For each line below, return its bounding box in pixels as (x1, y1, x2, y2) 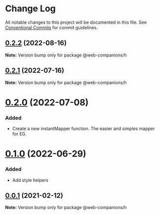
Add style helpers (12, 177, 48, 183)
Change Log (5, 3, 56, 14)
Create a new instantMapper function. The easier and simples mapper (12, 126, 155, 131)
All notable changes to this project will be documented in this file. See (5, 19, 147, 25)
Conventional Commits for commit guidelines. (5, 24, 98, 30)
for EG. (12, 131, 27, 137)
